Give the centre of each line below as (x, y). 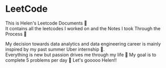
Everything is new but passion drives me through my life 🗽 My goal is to (81, 55)
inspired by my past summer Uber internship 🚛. (55, 49)
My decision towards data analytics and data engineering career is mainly (83, 43)
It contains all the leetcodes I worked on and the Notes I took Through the (83, 28)
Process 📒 (16, 34)
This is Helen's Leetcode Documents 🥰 (46, 23)
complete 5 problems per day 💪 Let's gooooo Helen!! (61, 60)
